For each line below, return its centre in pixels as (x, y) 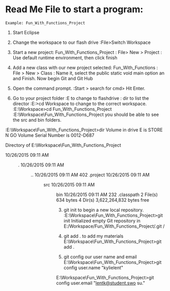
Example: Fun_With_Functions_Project (45, 23)
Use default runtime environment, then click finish (65, 58)
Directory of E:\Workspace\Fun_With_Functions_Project (63, 145)
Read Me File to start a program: (74, 9)
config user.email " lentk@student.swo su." (101, 283)
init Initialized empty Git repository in (102, 221)
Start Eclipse (26, 32)
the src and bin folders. (37, 120)
